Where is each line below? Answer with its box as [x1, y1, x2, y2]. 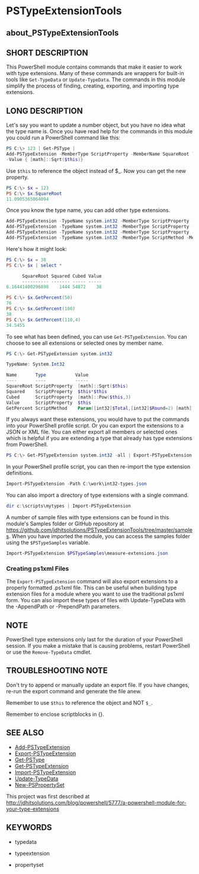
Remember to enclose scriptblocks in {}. [6, 711, 105, 718]
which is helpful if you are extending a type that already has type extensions [6, 435, 192, 442]
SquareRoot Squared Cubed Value [21, 273, 102, 279]
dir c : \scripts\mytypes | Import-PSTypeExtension [6, 503, 131, 509]
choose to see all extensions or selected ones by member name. [6, 339, 164, 346]
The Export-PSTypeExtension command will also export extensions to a [6, 578, 178, 585]
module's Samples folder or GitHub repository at [6, 520, 124, 528]
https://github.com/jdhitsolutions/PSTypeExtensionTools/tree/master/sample [6, 526, 193, 534]
